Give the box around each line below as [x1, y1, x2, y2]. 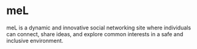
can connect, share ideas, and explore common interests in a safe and [6, 30, 184, 37]
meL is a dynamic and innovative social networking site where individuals [6, 24, 191, 31]
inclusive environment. [6, 37, 64, 44]
